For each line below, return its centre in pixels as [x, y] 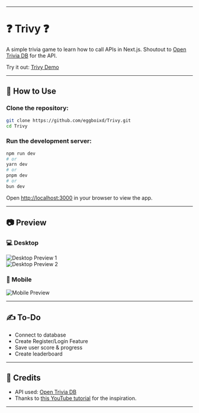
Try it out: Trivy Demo [33, 67]
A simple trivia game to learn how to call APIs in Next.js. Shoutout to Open [96, 49]
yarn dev [17, 164]
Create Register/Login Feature [51, 341]
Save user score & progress [49, 347]
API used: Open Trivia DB [46, 392]
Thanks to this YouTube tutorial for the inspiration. [76, 398]
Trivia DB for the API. [32, 55]
